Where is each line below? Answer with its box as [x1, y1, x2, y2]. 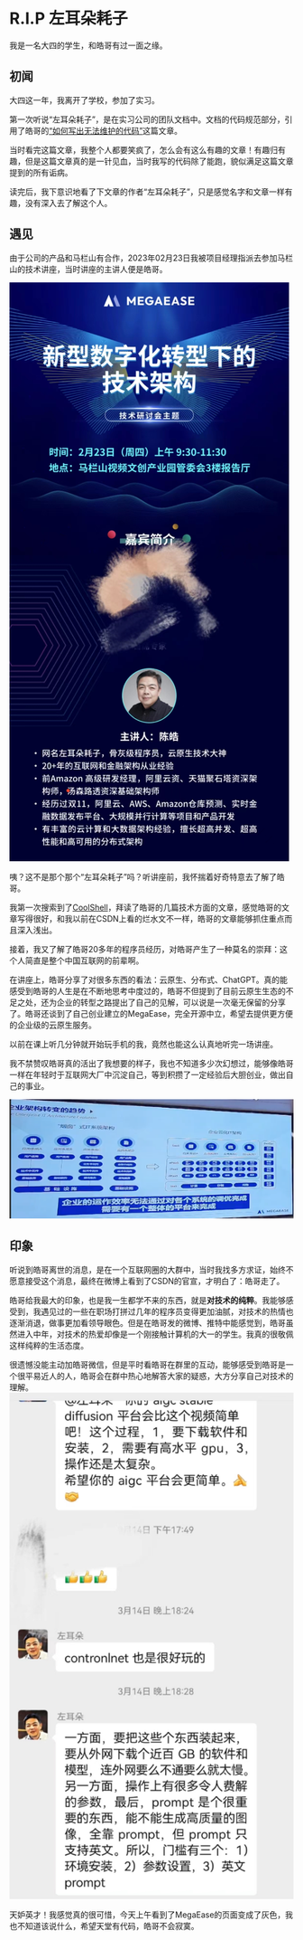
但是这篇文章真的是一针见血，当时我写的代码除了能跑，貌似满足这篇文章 [24, 156, 294, 166]
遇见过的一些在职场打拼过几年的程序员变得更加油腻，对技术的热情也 [40, 1306, 294, 1317]
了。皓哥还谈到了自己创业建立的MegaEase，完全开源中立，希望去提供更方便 [9, 1008, 294, 1018]
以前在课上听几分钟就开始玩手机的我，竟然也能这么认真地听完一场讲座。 [9, 1038, 278, 1049]
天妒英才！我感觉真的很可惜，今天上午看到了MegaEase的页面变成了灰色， [9, 1909, 286, 1920]
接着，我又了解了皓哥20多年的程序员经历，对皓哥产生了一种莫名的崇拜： [9, 943, 280, 954]
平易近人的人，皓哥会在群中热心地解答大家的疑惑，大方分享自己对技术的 [24, 1370, 294, 1381]
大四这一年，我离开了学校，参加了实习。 [9, 94, 160, 105]
